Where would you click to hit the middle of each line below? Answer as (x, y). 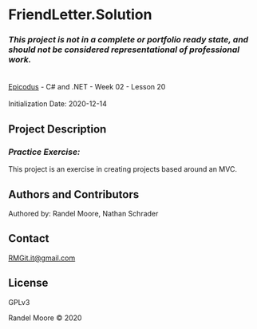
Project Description (57, 129)
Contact (29, 238)
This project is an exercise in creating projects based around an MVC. (123, 169)
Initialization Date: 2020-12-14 (58, 104)
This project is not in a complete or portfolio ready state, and (128, 40)
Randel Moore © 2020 (45, 318)
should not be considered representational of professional (124, 50)
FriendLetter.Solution (80, 15)
